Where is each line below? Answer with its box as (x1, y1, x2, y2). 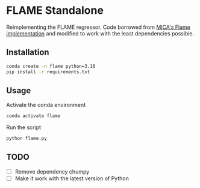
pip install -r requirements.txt (6, 68, 90, 75)
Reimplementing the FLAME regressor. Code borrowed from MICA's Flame (6, 23, 191, 31)
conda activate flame (6, 113, 61, 119)
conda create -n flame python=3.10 (6, 63, 96, 69)
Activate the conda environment (6, 102, 86, 109)
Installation (6, 47, 49, 58)
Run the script (6, 124, 41, 131)
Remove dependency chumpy (14, 168, 90, 175)
